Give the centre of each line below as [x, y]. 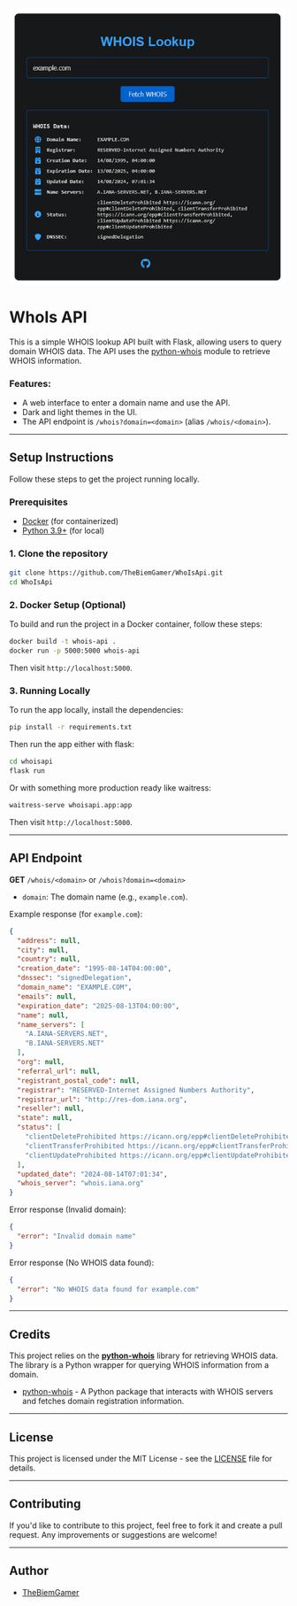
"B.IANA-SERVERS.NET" [65, 1043]
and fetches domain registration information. [103, 1401]
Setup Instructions [61, 458]
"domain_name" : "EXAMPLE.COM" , [75, 988]
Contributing [45, 1504]
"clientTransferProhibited [75, 1146]
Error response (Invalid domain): [68, 1209]
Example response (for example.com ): [76, 914]
